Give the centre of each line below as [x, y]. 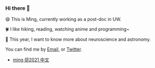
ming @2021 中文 [31, 60]
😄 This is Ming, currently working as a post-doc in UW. [63, 19]
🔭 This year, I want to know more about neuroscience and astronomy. [78, 39]
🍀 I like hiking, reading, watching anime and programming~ [68, 29]
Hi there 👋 [18, 8]
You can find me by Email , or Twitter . [44, 49]
